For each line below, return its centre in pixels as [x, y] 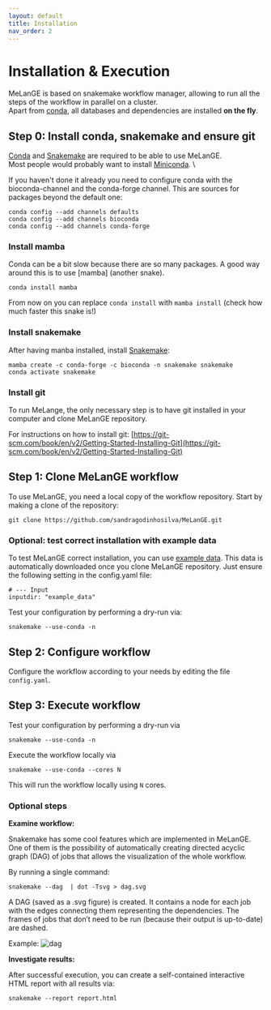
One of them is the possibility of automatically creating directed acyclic [127, 848]
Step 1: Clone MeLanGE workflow [94, 477]
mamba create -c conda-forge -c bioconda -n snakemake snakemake [121, 365]
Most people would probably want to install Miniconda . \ [102, 165]
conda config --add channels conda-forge [79, 227]
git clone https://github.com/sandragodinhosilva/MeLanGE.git [115, 520]
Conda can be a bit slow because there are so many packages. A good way [134, 264]
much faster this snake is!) [53, 311]
